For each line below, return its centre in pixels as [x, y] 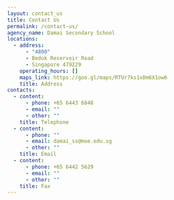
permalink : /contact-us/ [43, 26]
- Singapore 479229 [53, 65]
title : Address [41, 84]
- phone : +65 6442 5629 [59, 167]
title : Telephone [44, 122]
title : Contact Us [33, 20]
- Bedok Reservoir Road [59, 58]
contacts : [21, 90]
